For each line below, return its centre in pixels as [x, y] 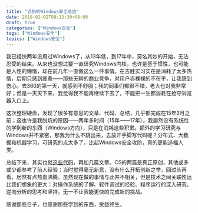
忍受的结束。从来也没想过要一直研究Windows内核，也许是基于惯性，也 [92, 64]
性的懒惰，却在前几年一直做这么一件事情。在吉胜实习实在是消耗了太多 [101, 71]
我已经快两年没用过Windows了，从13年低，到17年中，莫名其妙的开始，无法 [97, 56]
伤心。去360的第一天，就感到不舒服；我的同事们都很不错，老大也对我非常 [96, 86]
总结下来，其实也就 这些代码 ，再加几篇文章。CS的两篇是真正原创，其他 [92, 162]
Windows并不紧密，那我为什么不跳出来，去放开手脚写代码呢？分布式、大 [95, 135]
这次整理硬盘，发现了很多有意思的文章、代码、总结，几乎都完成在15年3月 [95, 113]
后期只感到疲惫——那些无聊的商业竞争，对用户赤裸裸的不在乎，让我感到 [104, 78]
